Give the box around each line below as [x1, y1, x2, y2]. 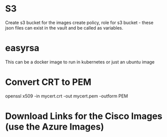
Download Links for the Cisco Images [5, 110, 163, 121]
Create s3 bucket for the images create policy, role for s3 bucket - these [5, 19, 154, 25]
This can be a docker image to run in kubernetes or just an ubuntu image [5, 58, 155, 65]
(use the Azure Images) [5, 121, 104, 132]
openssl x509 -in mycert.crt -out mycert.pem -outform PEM [5, 93, 128, 99]
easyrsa [5, 42, 40, 54]
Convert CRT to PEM [5, 76, 92, 88]
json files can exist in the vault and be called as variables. [5, 24, 124, 30]
